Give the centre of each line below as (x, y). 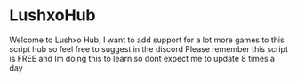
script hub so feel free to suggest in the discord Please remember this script (149, 48)
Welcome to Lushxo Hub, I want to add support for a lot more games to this (147, 40)
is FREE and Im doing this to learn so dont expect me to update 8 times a (142, 58)
